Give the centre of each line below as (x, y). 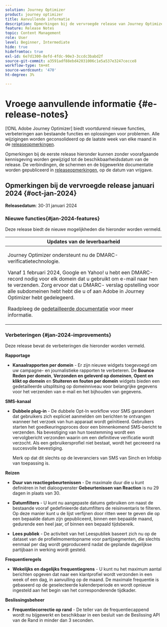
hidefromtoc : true (24, 51)
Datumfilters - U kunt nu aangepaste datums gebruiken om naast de (83, 503)
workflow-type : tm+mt (28, 65)
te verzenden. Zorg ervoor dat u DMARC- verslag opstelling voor (83, 285)
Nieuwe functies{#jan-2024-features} (53, 218)
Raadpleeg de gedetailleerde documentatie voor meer (71, 309)
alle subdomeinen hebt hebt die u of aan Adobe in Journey (76, 291)
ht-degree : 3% (20, 75)
